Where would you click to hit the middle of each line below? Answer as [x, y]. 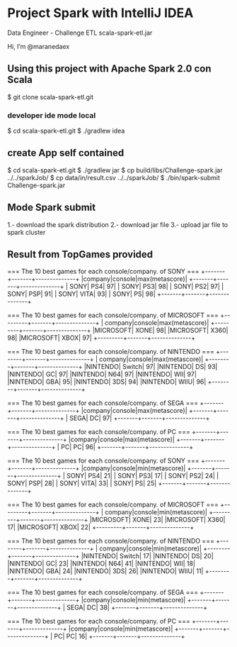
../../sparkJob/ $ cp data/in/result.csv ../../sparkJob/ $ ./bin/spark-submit [114, 177]
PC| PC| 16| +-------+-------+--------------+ [120, 636]
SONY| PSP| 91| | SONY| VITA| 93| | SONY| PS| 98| [81, 294]
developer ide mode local [52, 115]
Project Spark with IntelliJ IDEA [100, 13]
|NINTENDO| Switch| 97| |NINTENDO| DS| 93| [151, 367]
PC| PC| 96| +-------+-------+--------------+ [127, 447]
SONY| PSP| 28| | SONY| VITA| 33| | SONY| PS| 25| [82, 483]
